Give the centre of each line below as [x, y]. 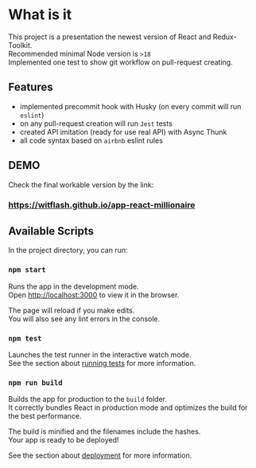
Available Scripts [51, 231]
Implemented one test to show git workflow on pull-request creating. [120, 62]
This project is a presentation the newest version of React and [110, 37]
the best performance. [45, 416]
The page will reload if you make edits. [72, 310]
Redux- [225, 37]
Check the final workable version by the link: [81, 184]
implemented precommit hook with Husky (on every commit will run [130, 106]
